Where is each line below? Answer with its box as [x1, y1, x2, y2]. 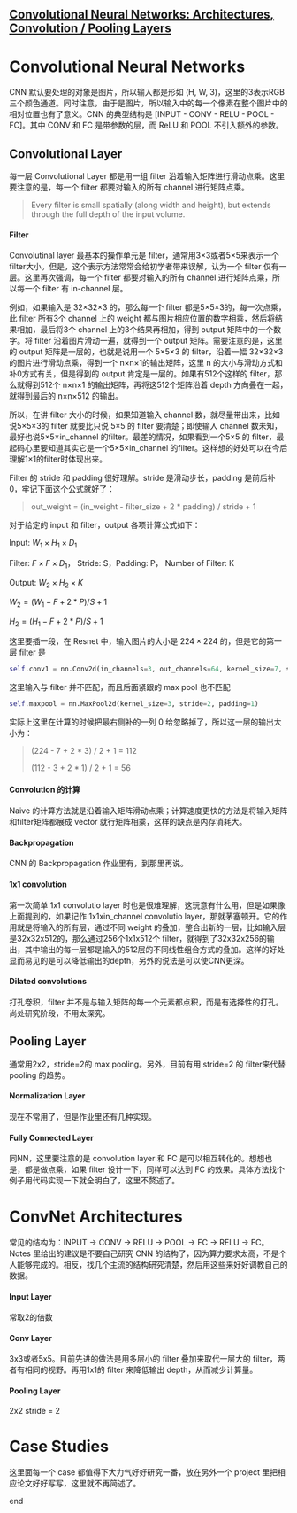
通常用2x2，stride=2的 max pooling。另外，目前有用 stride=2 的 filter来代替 [9, 1059, 286, 1069]
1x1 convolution [9, 879, 68, 889]
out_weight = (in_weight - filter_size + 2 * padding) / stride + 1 [30, 501, 256, 512]
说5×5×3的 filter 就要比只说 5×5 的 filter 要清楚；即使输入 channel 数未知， [9, 421, 283, 431]
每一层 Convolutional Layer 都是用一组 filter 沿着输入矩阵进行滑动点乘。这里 [9, 171, 286, 182]
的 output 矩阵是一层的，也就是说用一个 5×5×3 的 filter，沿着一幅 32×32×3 [9, 346, 284, 357]
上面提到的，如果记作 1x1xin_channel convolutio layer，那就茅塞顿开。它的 [9, 911, 280, 921]
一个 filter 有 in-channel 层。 [24, 283, 128, 294]
